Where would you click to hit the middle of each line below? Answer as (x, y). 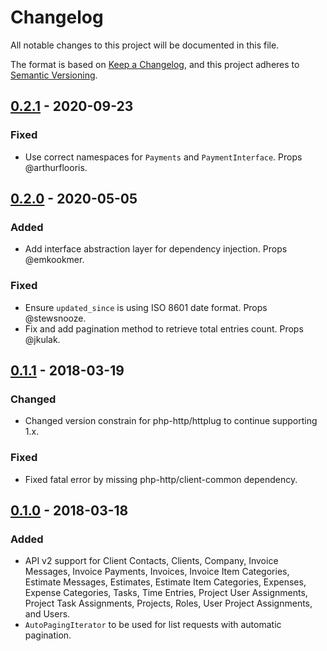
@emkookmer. (54, 260)
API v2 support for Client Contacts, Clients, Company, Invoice (151, 561)
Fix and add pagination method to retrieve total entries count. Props (164, 328)
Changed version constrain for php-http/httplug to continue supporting (171, 421)
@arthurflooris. (56, 167)
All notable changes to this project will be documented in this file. (145, 45)
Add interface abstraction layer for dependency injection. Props (156, 249)
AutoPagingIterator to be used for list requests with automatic (153, 625)
